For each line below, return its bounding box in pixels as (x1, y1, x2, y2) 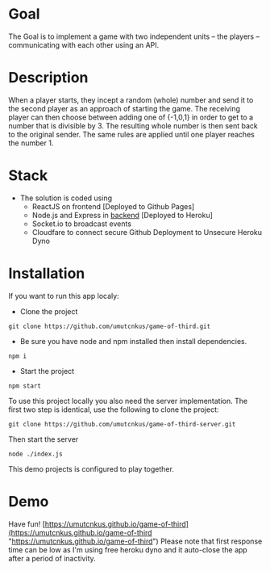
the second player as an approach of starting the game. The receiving (8, 103, 240, 113)
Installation (8, 264, 85, 283)
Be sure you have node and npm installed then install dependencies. (19, 336, 247, 346)
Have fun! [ (8, 519, 46, 529)
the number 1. (8, 138, 54, 148)
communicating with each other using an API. (8, 40, 160, 49)
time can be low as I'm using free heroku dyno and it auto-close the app (8, 544, 247, 554)
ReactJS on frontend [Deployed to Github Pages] (31, 201, 195, 211)
